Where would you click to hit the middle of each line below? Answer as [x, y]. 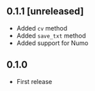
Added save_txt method [51, 35]
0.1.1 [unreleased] [45, 11]
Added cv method [42, 28]
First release [34, 81]
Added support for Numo [52, 43]
